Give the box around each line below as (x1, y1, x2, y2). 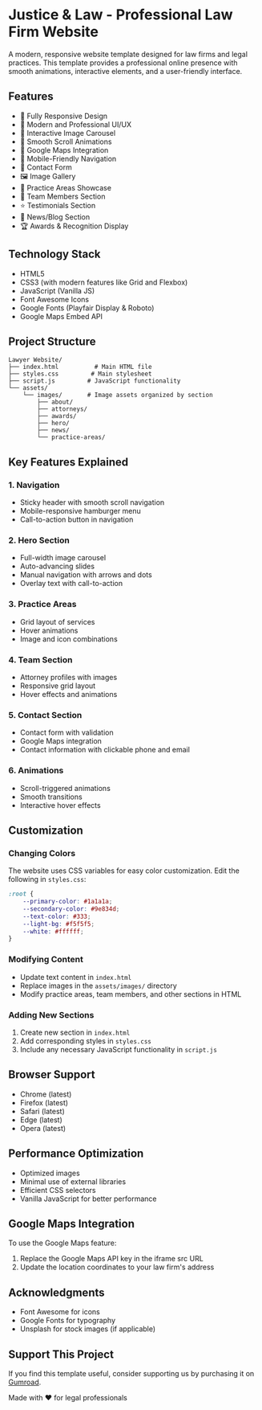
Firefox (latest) (19, 1097, 69, 1107)
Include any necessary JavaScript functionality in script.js (19, 1044, 218, 1054)
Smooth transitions (19, 792, 83, 801)
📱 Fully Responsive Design (19, 111, 108, 121)
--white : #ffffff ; (22, 927, 84, 936)
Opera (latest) (19, 1123, 67, 1133)
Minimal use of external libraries (19, 1176, 127, 1187)
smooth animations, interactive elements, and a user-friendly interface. (8, 66, 243, 76)
